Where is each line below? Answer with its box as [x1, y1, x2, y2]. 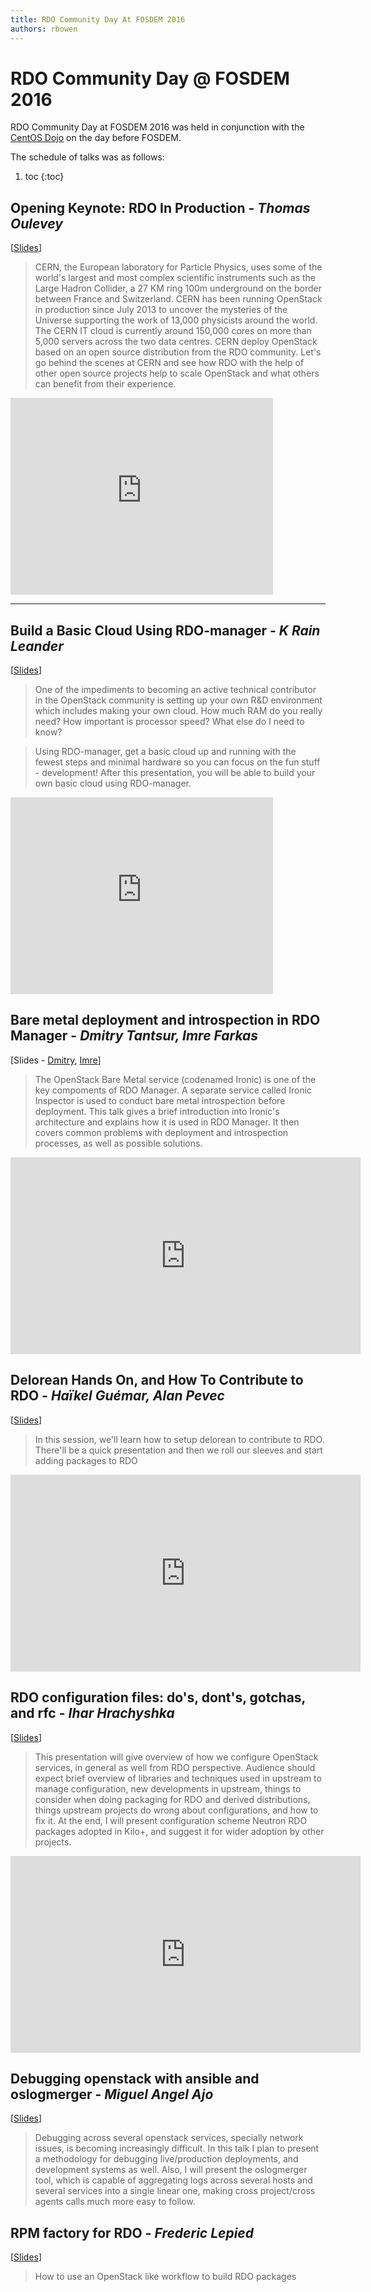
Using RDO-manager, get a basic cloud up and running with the [34, 746, 297, 758]
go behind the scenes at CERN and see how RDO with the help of [34, 357, 305, 369]
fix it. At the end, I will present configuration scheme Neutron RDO [34, 1814, 308, 1826]
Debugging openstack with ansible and [10, 2070, 260, 2087]
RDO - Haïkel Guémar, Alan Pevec [10, 1387, 225, 1405]
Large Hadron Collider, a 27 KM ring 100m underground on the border [34, 282, 322, 295]
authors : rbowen [10, 24, 78, 34]
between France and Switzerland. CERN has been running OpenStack [34, 293, 323, 305]
